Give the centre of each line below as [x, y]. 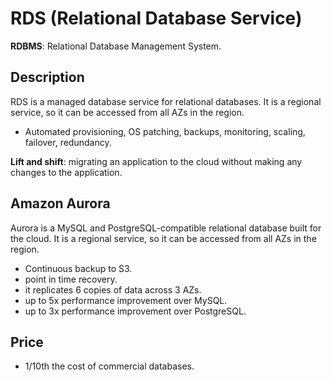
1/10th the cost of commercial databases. [109, 366]
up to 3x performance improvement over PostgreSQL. [135, 311]
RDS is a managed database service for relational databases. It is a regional [166, 101]
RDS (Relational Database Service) [156, 18]
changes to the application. [66, 172]
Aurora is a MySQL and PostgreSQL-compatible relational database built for [166, 228]
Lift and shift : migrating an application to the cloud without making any [156, 161]
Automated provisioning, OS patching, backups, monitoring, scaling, [165, 131]
